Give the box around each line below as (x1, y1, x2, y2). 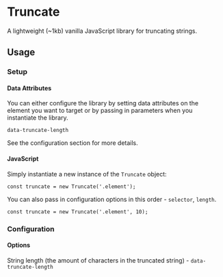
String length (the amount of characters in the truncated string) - (7, 256, 189, 264)
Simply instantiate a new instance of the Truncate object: (7, 170, 167, 178)
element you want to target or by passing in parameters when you (7, 107, 193, 115)
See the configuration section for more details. (7, 139, 138, 147)
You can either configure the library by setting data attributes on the (7, 99, 199, 107)
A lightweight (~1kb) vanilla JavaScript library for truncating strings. (7, 27, 197, 35)
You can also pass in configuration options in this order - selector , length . (7, 195, 217, 203)
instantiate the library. (7, 114, 68, 122)
